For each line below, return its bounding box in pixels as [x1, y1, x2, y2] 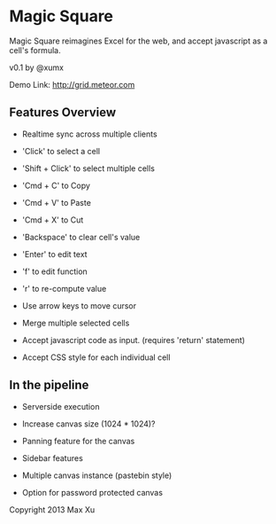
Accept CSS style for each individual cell [21, 352, 171, 363]
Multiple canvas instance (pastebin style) [21, 470, 172, 481]
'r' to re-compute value [21, 283, 107, 293]
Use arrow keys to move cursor [21, 300, 137, 311]
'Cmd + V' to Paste [21, 197, 91, 207]
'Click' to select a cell [21, 145, 100, 156]
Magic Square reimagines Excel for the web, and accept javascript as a [9, 35, 268, 46]
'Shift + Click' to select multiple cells [21, 162, 155, 174]
